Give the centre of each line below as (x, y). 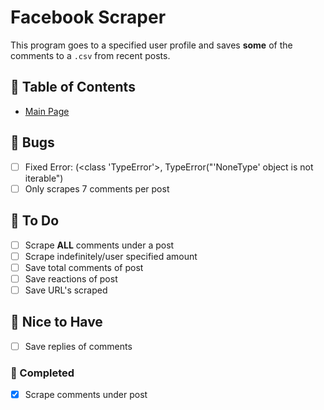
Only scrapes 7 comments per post (97, 188)
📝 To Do (35, 221)
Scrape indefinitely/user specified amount (111, 256)
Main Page (47, 111)
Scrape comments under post (86, 394)
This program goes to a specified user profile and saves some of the (151, 45)
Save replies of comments (78, 346)
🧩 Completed (42, 373)
